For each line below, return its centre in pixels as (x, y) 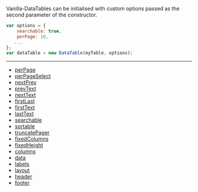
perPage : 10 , (33, 37)
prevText (25, 89)
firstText (25, 108)
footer (22, 183)
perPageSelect (33, 76)
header (23, 177)
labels (22, 164)
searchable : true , (39, 31)
